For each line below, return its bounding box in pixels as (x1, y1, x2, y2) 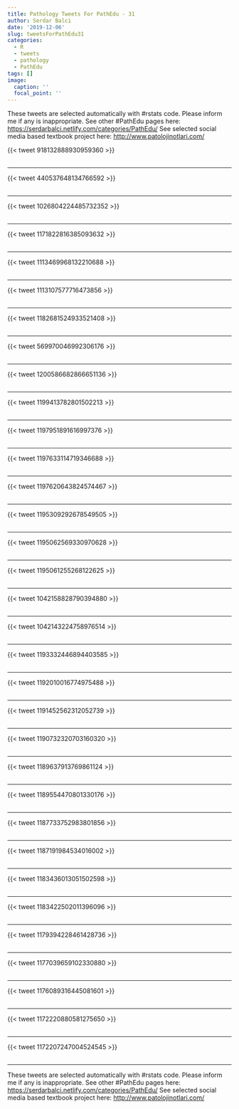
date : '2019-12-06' (7, 23, 65, 31)
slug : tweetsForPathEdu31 (7, 30, 84, 38)
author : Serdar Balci (7, 17, 72, 24)
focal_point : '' (14, 90, 62, 97)
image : (7, 76, 27, 84)
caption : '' (14, 83, 50, 90)
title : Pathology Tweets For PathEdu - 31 (7, 10, 135, 18)
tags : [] (7, 70, 33, 77)
